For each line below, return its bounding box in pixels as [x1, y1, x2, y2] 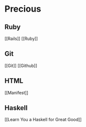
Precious [4, 3, 41, 15]
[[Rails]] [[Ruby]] [4, 36, 38, 41]
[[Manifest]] [4, 90, 29, 95]
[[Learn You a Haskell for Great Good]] [4, 117, 82, 123]
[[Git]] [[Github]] [4, 62, 37, 69]
